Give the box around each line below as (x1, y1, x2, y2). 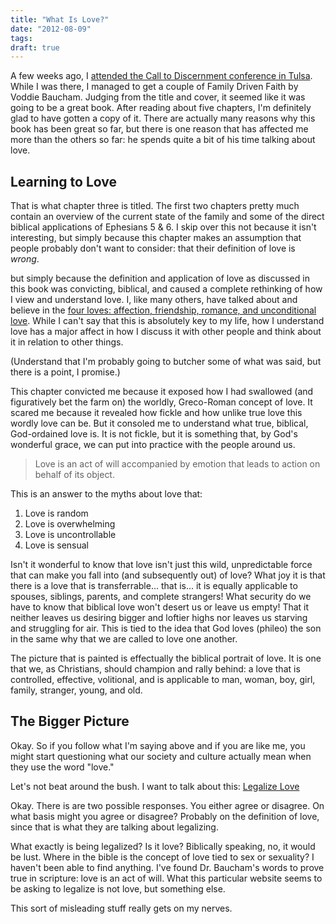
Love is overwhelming (24, 518, 116, 530)
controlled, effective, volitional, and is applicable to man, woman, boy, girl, (10, 674, 316, 686)
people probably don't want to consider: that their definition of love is (10, 242, 296, 255)
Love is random (24, 507, 89, 520)
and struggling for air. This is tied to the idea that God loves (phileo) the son (10, 622, 322, 635)
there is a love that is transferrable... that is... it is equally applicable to (10, 580, 298, 592)
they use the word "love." (10, 761, 115, 773)
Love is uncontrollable (24, 529, 117, 541)
